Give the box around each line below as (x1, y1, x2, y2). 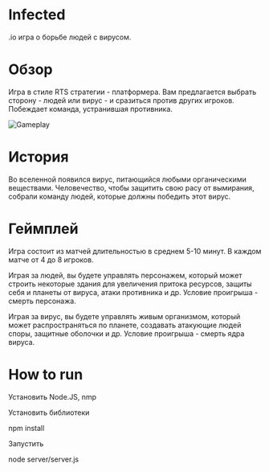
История (8, 148, 69, 166)
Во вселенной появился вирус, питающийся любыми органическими (8, 174, 247, 184)
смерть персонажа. (8, 296, 76, 306)
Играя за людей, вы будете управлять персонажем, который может (8, 270, 243, 280)
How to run (8, 365, 84, 384)
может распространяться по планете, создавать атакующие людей (8, 320, 242, 330)
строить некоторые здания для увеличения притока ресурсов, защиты (8, 279, 252, 289)
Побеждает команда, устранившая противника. (8, 104, 173, 113)
